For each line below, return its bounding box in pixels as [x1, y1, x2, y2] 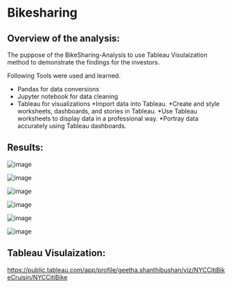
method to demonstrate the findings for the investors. [7, 58, 160, 66]
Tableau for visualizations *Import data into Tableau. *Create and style [17, 100, 220, 108]
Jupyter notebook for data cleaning [17, 92, 118, 100]
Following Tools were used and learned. [7, 71, 121, 80]
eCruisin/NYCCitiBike [7, 273, 68, 281]
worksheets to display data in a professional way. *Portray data [17, 114, 199, 123]
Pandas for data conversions [17, 85, 100, 93]
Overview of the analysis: [7, 33, 120, 44]
